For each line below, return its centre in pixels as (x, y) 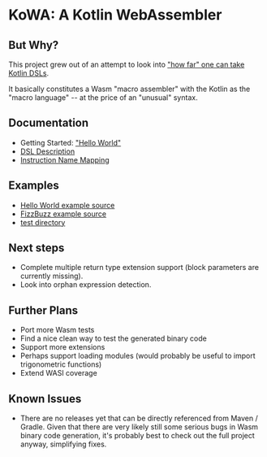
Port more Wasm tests (57, 330)
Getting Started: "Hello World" (71, 142)
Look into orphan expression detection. (86, 285)
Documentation (49, 123)
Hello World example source (67, 205)
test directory (43, 222)
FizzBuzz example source (63, 214)
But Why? (34, 45)
